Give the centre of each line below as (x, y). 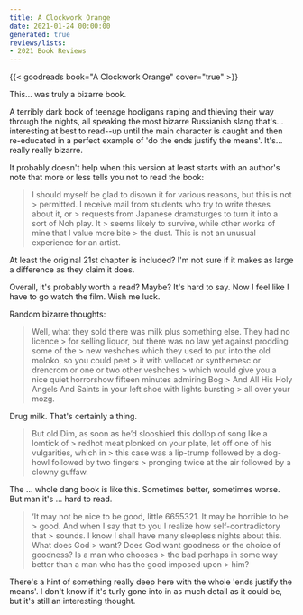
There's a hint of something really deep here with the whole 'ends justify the (151, 582)
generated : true (40, 34)
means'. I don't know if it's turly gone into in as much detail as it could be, (146, 592)
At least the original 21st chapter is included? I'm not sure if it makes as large (151, 260)
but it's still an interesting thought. (73, 601)
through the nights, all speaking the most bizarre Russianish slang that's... (147, 122)
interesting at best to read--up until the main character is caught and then (146, 131)
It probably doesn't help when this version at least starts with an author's (145, 168)
